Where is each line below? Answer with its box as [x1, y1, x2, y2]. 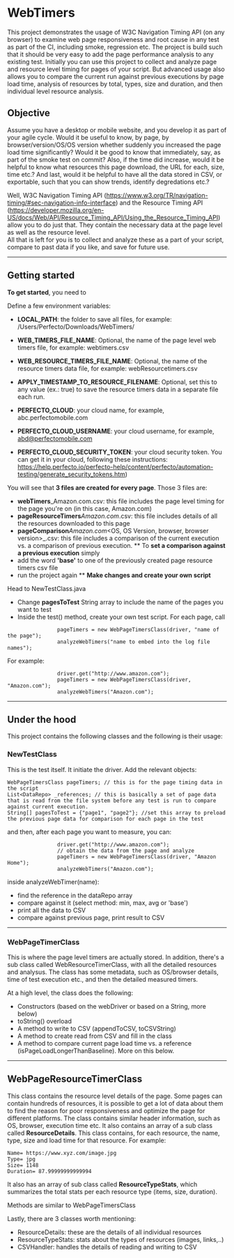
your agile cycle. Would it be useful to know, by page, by [7, 133, 169, 141]
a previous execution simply [17, 549, 100, 557]
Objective [7, 107, 51, 119]
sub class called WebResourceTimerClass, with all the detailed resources [7, 960, 217, 968]
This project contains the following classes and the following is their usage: [7, 732, 223, 741]
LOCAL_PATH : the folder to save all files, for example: [17, 315, 172, 323]
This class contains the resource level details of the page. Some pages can [7, 1092, 223, 1100]
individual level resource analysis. [7, 87, 104, 95]
